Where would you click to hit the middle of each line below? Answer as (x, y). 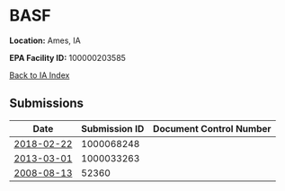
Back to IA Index (40, 75)
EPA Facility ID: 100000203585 (67, 57)
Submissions (46, 104)
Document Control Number (212, 128)
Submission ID (112, 128)
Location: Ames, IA (45, 40)
